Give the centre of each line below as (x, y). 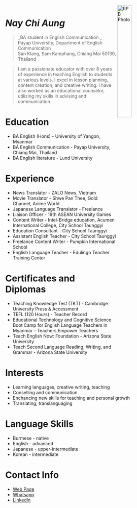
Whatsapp (23, 494)
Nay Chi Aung (35, 23)
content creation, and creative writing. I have (64, 85)
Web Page (23, 489)
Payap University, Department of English (60, 42)
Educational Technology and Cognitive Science (62, 320)
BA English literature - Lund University (53, 158)
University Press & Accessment (45, 309)
